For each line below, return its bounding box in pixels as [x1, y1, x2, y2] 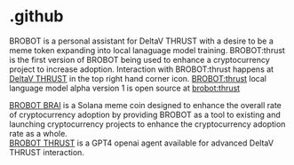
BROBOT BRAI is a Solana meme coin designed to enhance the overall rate [9, 99, 282, 110]
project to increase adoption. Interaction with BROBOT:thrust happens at [9, 64, 274, 75]
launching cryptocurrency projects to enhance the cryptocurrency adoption [9, 118, 286, 130]
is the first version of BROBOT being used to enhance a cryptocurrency [9, 54, 271, 65]
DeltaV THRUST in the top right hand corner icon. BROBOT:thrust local [9, 73, 266, 83]
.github [9, 6, 64, 27]
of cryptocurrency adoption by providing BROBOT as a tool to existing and [9, 109, 282, 120]
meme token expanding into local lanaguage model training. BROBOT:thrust [9, 44, 286, 55]
